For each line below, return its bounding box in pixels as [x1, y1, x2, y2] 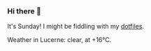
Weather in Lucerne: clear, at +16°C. [7, 36, 112, 44]
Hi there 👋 [7, 6, 42, 16]
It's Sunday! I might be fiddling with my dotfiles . [7, 22, 145, 31]
